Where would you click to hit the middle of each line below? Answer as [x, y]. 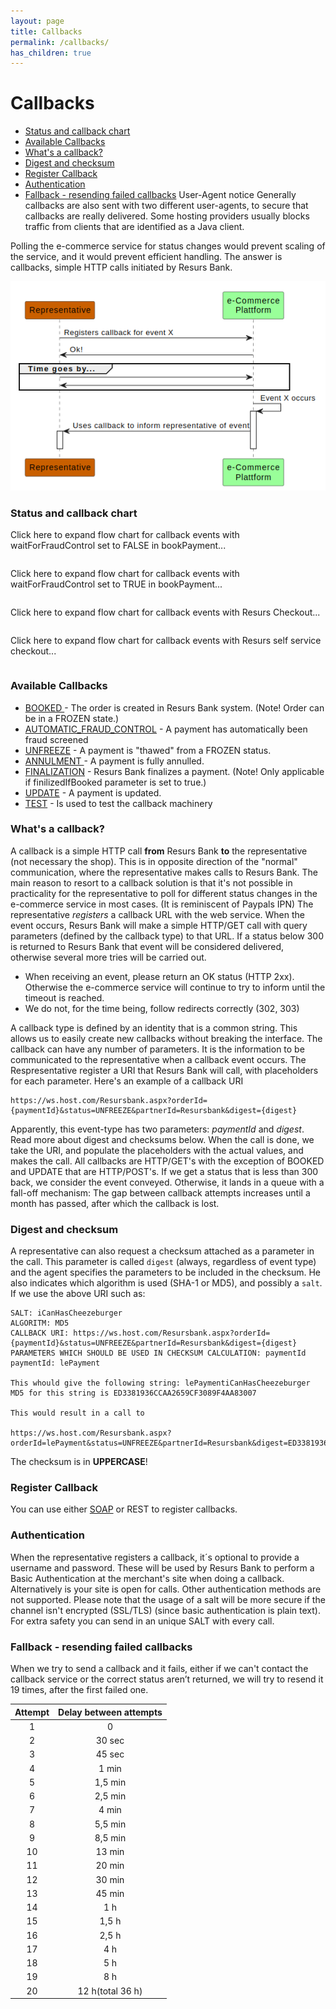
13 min [110, 1852]
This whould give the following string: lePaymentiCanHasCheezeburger [160, 1383]
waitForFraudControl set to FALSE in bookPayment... [118, 546]
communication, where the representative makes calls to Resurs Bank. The [164, 872]
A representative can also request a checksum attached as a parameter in [162, 1251]
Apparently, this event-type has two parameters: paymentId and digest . [157, 1129]
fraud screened [56, 739]
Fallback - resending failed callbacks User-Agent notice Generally [160, 195]
